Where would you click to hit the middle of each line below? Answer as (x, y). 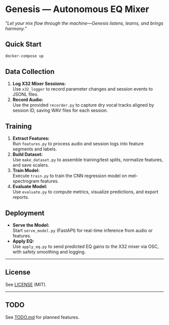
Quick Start (23, 45)
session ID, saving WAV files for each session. (60, 110)
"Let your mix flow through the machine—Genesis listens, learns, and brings (84, 23)
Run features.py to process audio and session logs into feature (78, 144)
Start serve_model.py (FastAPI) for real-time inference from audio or (82, 230)
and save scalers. (31, 165)
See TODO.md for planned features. (42, 317)
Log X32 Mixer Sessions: (39, 84)
